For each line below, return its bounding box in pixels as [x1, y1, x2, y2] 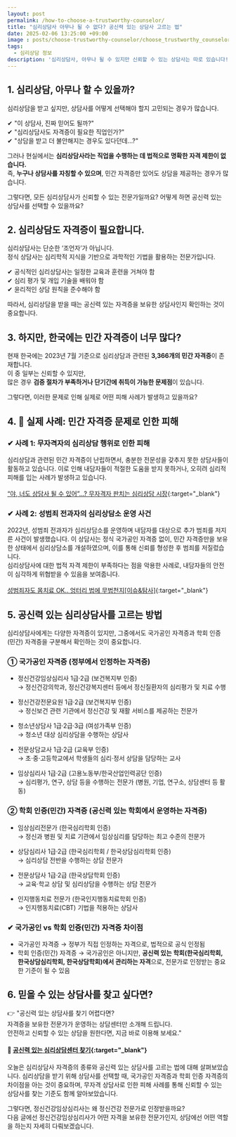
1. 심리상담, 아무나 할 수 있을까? [7, 84, 136, 96]
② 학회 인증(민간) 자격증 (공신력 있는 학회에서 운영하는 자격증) [7, 806, 207, 816]
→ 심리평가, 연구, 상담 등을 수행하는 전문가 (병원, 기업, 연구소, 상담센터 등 [17, 778, 218, 786]
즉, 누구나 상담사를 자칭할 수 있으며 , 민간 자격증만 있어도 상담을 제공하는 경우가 [7, 169, 221, 177]
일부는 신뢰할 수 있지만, [22, 369, 86, 378]
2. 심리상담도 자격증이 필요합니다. [7, 224, 145, 236]
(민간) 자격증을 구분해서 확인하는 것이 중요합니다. [7, 637, 142, 645]
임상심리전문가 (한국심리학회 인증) [17, 823, 111, 832]
